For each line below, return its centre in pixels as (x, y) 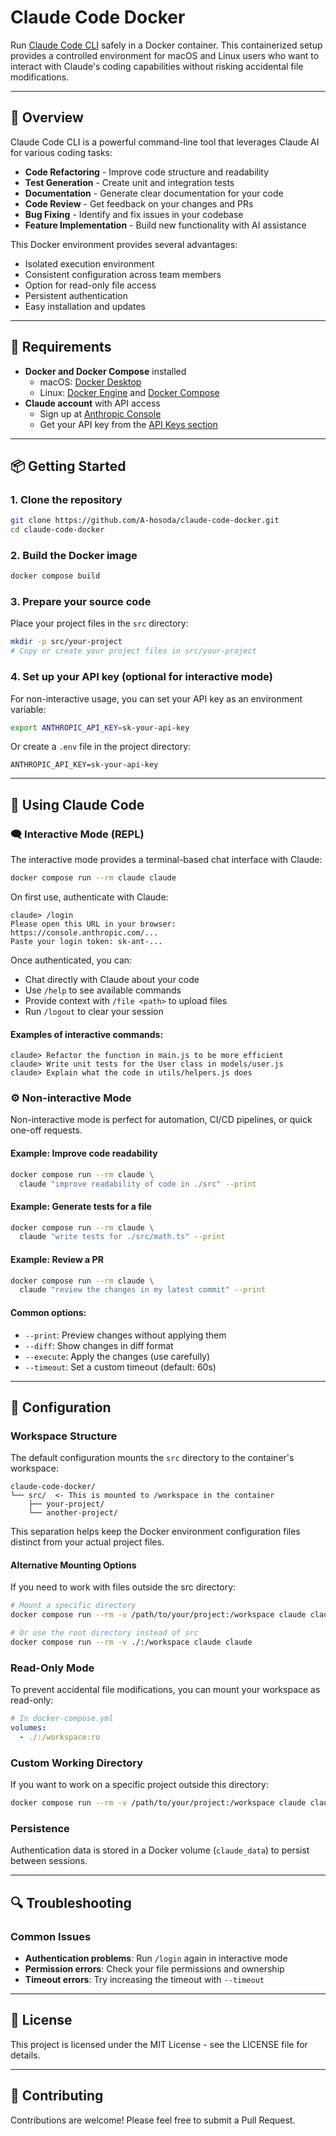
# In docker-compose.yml (62, 1719)
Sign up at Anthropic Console (100, 413)
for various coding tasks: (61, 152)
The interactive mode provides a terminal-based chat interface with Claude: (166, 860)
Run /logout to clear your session (94, 1011)
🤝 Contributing (57, 2096)
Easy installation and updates (85, 306)
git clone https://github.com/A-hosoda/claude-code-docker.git (145, 521)
